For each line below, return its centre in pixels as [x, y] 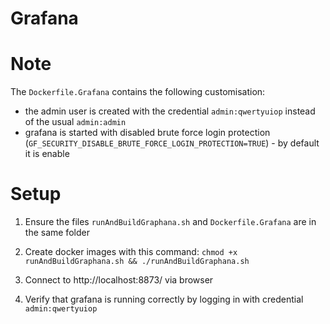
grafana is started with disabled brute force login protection [147, 133]
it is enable [47, 154]
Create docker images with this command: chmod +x [131, 252]
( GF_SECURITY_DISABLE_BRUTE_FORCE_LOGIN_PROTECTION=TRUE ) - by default [172, 143]
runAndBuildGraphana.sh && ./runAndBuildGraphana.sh [137, 262]
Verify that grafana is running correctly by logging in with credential [164, 299]
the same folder [57, 233]
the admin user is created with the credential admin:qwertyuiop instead [170, 111]
